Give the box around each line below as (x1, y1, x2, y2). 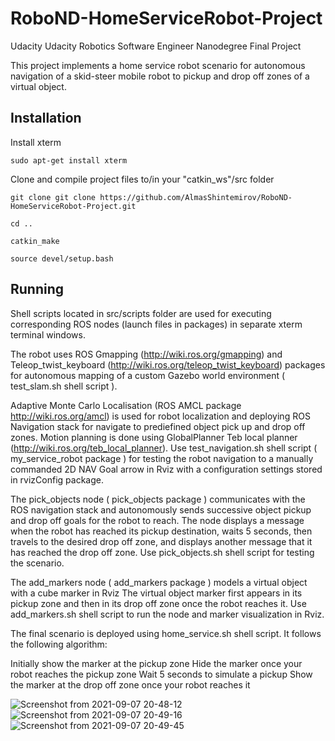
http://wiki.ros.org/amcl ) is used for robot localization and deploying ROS (10, 410, 311, 422)
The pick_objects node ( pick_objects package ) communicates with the (10, 493, 306, 505)
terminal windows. (10, 328, 86, 341)
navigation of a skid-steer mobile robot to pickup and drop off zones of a (10, 70, 310, 82)
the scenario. (10, 557, 65, 569)
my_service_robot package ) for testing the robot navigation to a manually (10, 452, 314, 464)
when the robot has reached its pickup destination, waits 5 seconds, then (10, 525, 313, 537)
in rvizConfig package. (10, 473, 104, 486)
